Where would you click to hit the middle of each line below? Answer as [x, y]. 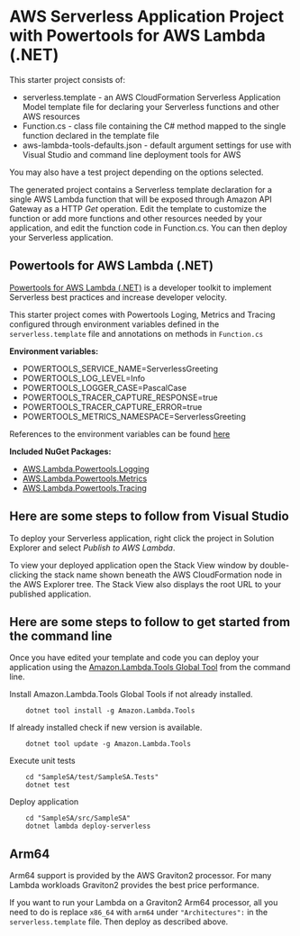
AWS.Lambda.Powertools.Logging [86, 468]
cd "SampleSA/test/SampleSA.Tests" [92, 777]
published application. [50, 594]
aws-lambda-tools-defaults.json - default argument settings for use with [157, 145]
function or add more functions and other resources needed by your [136, 218]
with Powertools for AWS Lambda [137, 36]
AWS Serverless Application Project [147, 17]
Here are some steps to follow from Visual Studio [150, 517]
